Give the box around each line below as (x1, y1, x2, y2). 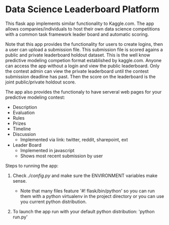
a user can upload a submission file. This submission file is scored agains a (5, 46, 163, 52)
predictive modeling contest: (5, 94, 65, 100)
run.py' (12, 214, 28, 220)
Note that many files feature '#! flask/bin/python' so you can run (20, 187, 155, 194)
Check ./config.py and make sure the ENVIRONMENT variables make (12, 172, 158, 179)
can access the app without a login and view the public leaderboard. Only (5, 63, 160, 69)
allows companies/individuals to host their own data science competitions (5, 25, 160, 32)
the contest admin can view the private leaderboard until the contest (5, 68, 149, 74)
